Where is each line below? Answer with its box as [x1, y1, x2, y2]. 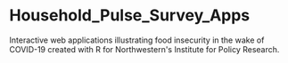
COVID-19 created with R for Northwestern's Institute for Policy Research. [9, 43, 280, 54]
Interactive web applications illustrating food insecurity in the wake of [9, 35, 265, 45]
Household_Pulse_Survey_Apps [9, 5, 251, 26]
